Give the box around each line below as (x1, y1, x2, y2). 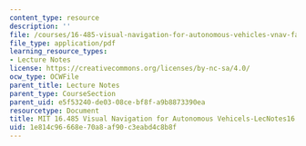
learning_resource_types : (9, 47, 107, 56)
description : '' (9, 22, 71, 31)
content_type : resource (9, 13, 100, 23)
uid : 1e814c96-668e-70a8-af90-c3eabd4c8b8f (9, 123, 178, 132)
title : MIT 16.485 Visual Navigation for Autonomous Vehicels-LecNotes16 (9, 114, 296, 123)
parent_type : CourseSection (9, 89, 117, 98)
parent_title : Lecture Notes (9, 81, 120, 90)
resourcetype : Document (9, 106, 100, 115)
